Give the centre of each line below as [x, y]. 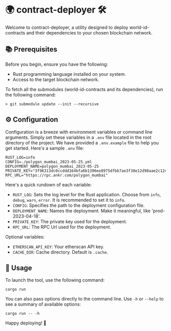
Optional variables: [25, 236]
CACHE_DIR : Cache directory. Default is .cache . [60, 252]
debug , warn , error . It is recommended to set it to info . [69, 200]
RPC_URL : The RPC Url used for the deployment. [62, 227]
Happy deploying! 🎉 [26, 323]
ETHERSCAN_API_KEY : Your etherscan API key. [58, 247]
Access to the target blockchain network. [56, 79]
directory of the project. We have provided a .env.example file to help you [82, 142]
